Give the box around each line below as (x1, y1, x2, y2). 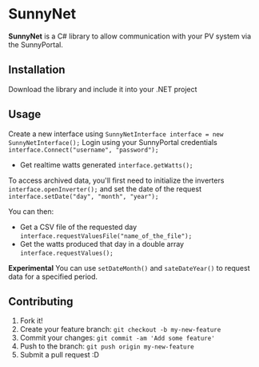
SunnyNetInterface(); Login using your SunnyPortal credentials (8, 137, 217, 147)
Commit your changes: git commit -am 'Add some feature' (19, 333, 216, 343)
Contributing (8, 294, 74, 309)
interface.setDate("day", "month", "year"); (8, 192, 159, 200)
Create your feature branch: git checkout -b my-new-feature (19, 325, 221, 334)
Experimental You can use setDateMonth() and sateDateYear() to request (8, 263, 250, 272)
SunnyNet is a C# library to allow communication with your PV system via (8, 31, 252, 41)
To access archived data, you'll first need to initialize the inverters (8, 175, 225, 185)
